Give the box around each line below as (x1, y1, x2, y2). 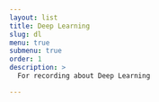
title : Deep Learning (9, 21, 91, 30)
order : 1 (9, 55, 42, 64)
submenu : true (9, 47, 63, 55)
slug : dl (9, 30, 42, 38)
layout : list (9, 13, 58, 22)
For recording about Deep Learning (17, 72, 151, 81)
